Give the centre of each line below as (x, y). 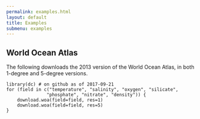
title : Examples (26, 23)
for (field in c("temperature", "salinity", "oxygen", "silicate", (92, 90)
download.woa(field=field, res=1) (60, 100)
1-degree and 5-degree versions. (47, 74)
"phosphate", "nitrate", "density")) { (96, 95)
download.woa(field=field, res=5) (60, 105)
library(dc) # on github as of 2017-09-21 (60, 84)
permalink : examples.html (38, 12)
